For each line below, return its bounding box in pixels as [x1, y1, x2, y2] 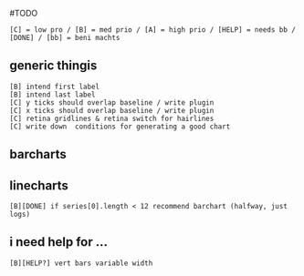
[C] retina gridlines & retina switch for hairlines [9, 114, 215, 123]
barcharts [9, 147, 67, 162]
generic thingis [9, 58, 98, 74]
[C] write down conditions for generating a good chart [9, 122, 231, 131]
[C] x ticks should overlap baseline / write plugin [9, 106, 215, 115]
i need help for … [9, 234, 108, 250]
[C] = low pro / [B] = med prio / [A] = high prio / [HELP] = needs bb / [9, 26, 297, 35]
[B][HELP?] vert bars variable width [9, 259, 153, 268]
